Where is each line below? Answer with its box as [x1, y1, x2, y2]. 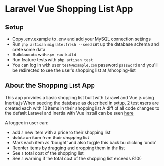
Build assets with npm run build [12, 52, 76, 57]
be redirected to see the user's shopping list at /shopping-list [12, 67, 136, 73]
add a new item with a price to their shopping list [12, 129, 111, 135]
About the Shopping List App [5, 82, 95, 90]
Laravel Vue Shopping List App [5, 3, 133, 15]
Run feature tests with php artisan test [12, 57, 93, 62]
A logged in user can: [5, 119, 48, 126]
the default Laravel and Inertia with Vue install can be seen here [5, 110, 134, 116]
